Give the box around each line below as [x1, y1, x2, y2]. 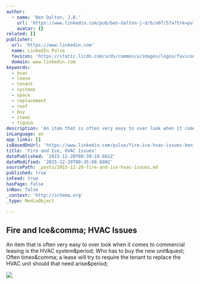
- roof [11, 103, 28, 109]
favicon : [11, 53, 33, 59]
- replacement [11, 97, 46, 103]
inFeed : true [6, 176, 39, 182]
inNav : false [6, 187, 39, 193]
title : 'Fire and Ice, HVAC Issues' [6, 148, 97, 154]
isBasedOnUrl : [6, 142, 42, 148]
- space [11, 92, 31, 98]
